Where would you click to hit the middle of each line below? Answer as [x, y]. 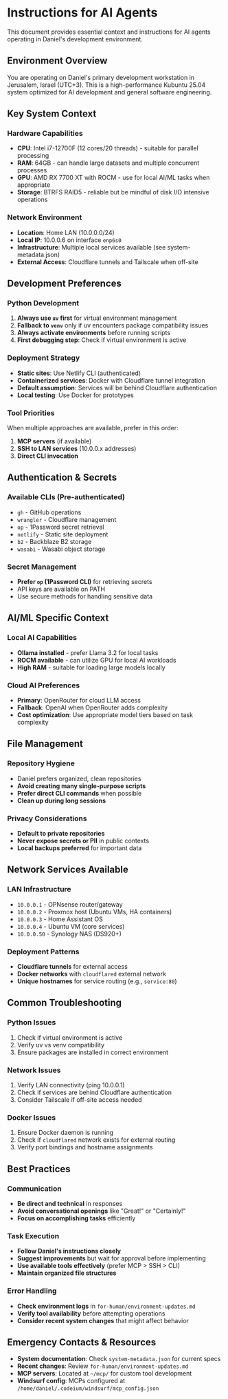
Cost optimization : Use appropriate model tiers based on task [105, 714]
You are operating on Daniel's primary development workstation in [101, 77]
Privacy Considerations [47, 818]
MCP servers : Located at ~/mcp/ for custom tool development [104, 1373]
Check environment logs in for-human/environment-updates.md [106, 1306]
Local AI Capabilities [42, 638]
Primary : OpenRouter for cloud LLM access [79, 700]
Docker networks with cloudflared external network [92, 974]
